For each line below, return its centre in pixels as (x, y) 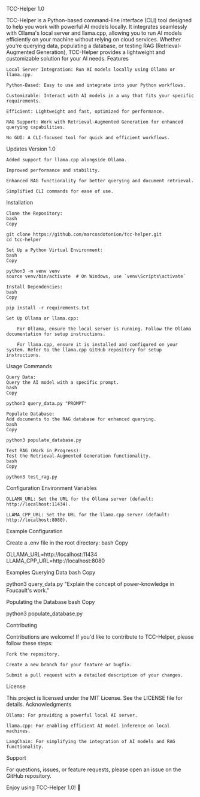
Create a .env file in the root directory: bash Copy (67, 543)
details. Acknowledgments (39, 704)
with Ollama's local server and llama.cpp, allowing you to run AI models (94, 33)
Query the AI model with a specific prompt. (63, 383)
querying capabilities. (36, 127)
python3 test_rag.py (32, 477)
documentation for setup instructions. (56, 334)
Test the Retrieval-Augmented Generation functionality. (79, 456)
